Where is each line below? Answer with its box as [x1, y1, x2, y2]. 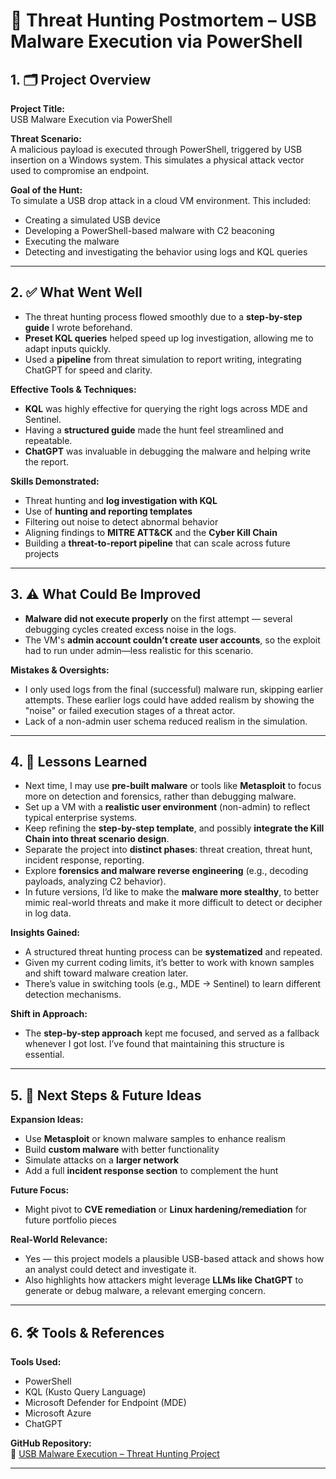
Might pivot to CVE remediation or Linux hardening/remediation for [24, 1204, 308, 1216]
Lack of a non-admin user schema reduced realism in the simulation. [24, 715, 308, 727]
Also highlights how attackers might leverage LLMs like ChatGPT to [24, 1274, 304, 1286]
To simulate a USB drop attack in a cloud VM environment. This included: [10, 195, 312, 206]
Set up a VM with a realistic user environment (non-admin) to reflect [24, 801, 311, 813]
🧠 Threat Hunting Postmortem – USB [10, 9, 317, 32]
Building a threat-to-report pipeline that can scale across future [24, 537, 291, 549]
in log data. [24, 907, 72, 919]
